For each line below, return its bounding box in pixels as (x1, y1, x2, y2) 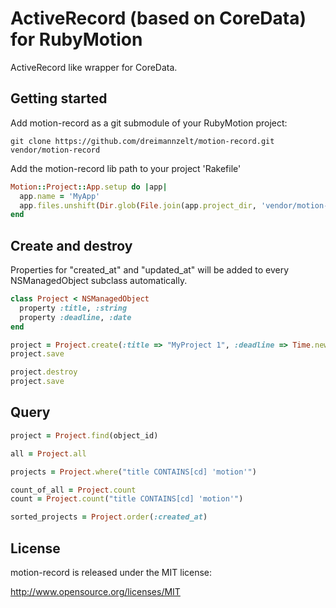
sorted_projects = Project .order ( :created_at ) (10, 512, 208, 522)
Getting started (10, 90, 108, 107)
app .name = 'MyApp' (19, 191, 101, 201)
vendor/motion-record (10, 145, 101, 155)
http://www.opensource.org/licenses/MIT (10, 585, 181, 597)
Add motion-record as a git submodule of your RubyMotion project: (10, 117, 288, 129)
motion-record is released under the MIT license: (10, 566, 213, 578)
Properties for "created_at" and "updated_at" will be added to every (10, 264, 290, 276)
